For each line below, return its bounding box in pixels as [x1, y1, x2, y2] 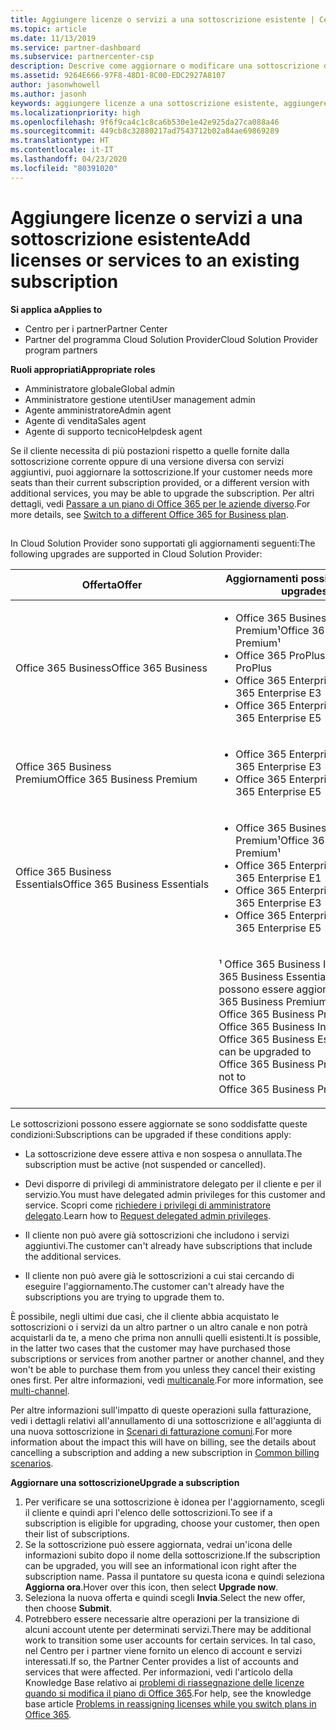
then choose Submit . [24, 1602, 113, 1614]
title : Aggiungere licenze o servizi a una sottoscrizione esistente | [10, 14, 315, 25]
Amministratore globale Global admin [24, 382, 176, 395]
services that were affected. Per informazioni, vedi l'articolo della [24, 1666, 293, 1678]
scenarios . [10, 1457, 54, 1469]
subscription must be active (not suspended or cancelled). [24, 1158, 267, 1170]
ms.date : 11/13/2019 [10, 33, 97, 43]
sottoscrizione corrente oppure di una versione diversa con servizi [10, 455, 285, 467]
